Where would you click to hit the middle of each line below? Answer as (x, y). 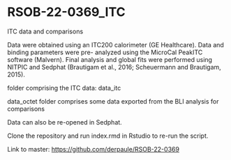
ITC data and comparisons (45, 31)
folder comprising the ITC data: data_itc (64, 88)
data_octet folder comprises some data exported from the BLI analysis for (113, 101)
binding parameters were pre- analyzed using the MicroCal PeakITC (105, 52)
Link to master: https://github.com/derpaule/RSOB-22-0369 (94, 149)
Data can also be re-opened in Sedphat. (65, 122)
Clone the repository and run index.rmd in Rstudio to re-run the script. (108, 136)
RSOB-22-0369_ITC (66, 12)
